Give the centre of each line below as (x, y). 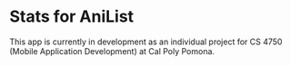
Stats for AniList (72, 17)
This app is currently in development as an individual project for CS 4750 (146, 42)
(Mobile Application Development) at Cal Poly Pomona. (112, 51)
